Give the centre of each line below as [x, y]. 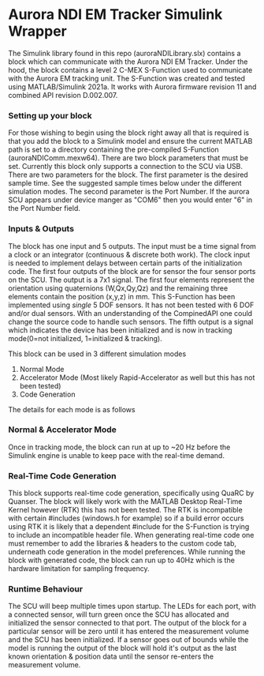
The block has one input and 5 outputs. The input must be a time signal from [132, 246]
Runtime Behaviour [46, 589]
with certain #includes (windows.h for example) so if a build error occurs [126, 518]
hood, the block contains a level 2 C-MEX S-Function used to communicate [130, 69]
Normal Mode [42, 369]
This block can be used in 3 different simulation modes [97, 354]
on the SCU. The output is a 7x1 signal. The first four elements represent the [131, 280]
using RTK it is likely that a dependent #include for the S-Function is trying [129, 527]
